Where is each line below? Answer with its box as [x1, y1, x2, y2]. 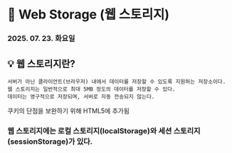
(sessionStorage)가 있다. [7, 136, 93, 146]
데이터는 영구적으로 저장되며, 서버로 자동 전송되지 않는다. [7, 93, 155, 100]
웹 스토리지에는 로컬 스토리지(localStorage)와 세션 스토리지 [7, 125, 201, 135]
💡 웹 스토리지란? [7, 57, 76, 69]
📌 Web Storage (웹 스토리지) [7, 6, 169, 23]
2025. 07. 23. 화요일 [7, 33, 75, 43]
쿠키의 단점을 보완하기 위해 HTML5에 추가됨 [7, 106, 130, 115]
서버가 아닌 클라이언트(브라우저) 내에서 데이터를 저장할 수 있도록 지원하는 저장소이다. [7, 78, 226, 85]
